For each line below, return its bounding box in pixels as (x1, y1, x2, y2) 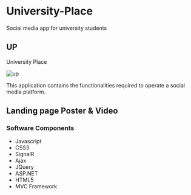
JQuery (15, 163, 35, 171)
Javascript (15, 138, 42, 145)
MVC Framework (15, 183, 58, 190)
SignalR (15, 151, 35, 158)
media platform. (6, 88, 46, 95)
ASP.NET (15, 170, 38, 177)
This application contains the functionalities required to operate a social (6, 81, 185, 89)
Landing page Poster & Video (6, 106, 118, 116)
